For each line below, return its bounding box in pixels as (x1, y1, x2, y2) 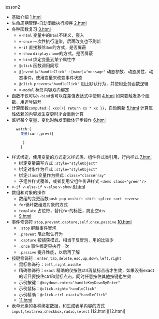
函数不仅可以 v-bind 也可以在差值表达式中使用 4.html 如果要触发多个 (11, 93, 145, 98)
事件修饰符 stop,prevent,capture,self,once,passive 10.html (11, 219, 132, 224)
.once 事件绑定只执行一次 (18, 243, 70, 249)
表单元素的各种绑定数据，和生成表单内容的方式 (11, 303, 105, 308)
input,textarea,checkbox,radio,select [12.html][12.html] (11, 308, 126, 314)
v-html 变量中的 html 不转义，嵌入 (18, 32, 85, 38)
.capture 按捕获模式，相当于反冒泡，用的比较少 (18, 237, 114, 243)
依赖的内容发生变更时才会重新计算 (15, 111, 84, 117)
